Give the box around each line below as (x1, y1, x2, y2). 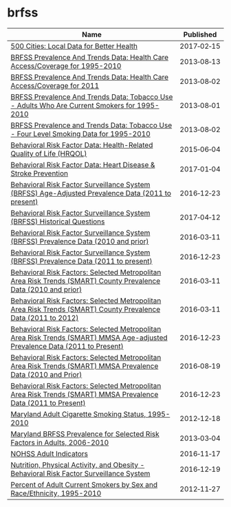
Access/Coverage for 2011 (10, 80, 100, 90)
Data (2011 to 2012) (10, 313, 79, 323)
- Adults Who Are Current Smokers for (10, 100, 135, 110)
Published (183, 30, 217, 39)
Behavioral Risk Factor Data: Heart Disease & (10, 160, 155, 169)
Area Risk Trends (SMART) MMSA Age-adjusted (10, 332, 168, 342)
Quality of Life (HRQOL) (10, 149, 87, 158)
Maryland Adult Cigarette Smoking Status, (10, 409, 146, 419)
